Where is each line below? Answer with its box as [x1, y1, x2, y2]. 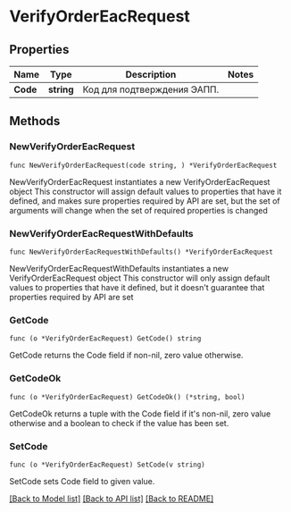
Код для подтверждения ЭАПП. [82, 83, 220, 96]
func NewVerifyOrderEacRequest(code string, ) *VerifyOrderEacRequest [9, 161, 278, 170]
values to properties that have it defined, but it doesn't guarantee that [9, 281, 265, 292]
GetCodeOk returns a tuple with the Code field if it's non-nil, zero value [9, 408, 271, 419]
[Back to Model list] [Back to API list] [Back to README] [9, 493, 214, 504]
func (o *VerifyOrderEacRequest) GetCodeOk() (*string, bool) [9, 392, 245, 401]
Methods [9, 113, 61, 129]
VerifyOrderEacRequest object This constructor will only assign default [9, 273, 270, 283]
